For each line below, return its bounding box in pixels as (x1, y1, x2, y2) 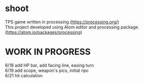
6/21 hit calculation (5, 72, 43, 78)
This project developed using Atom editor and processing (5, 24, 120, 30)
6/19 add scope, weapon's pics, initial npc (5, 67, 89, 73)
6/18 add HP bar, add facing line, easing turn (5, 62, 94, 68)
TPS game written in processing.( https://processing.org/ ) (5, 19, 120, 25)
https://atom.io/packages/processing (6, 29, 81, 35)
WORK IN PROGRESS (5, 47, 91, 57)
